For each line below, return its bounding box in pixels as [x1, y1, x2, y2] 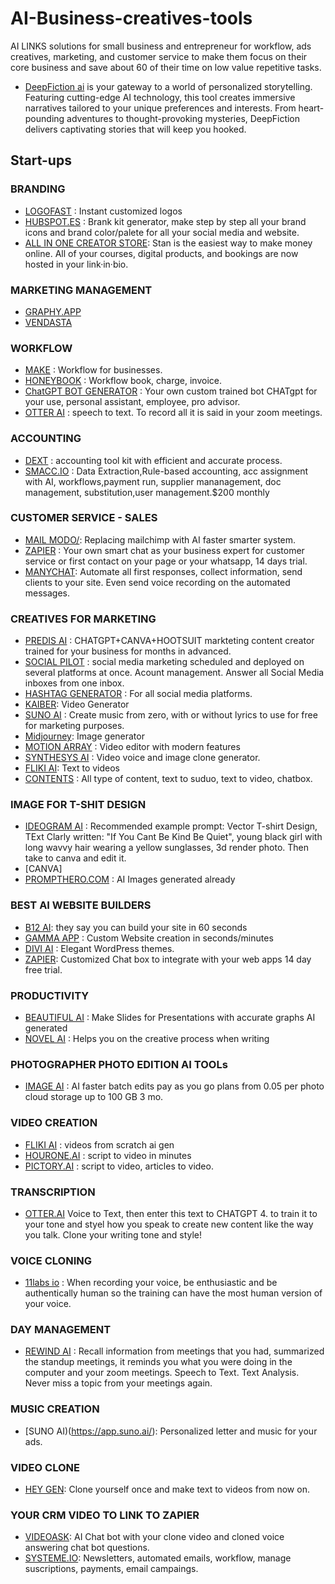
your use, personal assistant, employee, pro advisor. [24, 396, 241, 408]
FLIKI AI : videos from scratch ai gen [24, 1138, 175, 1151]
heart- [298, 102, 325, 114]
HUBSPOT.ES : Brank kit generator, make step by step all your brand [24, 215, 307, 227]
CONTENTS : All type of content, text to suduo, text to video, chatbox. [24, 773, 313, 785]
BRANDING [10, 182, 66, 196]
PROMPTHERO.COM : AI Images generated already [24, 873, 236, 886]
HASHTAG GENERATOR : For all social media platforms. [24, 688, 253, 700]
